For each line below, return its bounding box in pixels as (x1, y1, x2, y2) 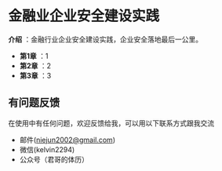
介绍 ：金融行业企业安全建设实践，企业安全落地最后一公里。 (8, 35, 202, 44)
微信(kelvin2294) (19, 144, 75, 154)
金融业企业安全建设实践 (8, 7, 160, 25)
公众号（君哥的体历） (19, 155, 89, 164)
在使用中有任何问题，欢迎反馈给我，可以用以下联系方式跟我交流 (8, 118, 214, 128)
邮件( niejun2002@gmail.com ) (19, 135, 116, 144)
